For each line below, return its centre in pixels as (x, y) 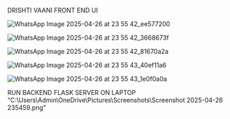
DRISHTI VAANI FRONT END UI (53, 10)
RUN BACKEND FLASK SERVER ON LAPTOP (72, 92)
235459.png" (27, 108)
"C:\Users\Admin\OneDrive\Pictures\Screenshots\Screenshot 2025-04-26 (115, 100)
